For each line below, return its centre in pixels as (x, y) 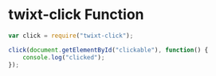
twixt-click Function (77, 15)
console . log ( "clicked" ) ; (64, 57)
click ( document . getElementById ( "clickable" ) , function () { (108, 50)
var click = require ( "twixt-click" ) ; (71, 36)
